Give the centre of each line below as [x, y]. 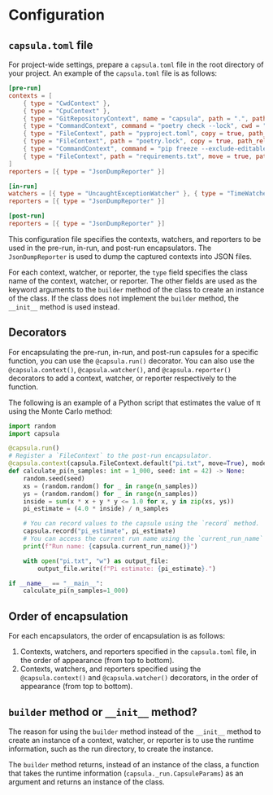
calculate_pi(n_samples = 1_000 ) [76, 591]
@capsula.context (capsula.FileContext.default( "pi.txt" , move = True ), [129, 463]
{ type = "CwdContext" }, [67, 103]
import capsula [34, 433]
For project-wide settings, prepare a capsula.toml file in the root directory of [136, 64]
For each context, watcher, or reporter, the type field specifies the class [128, 272]
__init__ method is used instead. [64, 306]
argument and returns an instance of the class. [87, 782]
